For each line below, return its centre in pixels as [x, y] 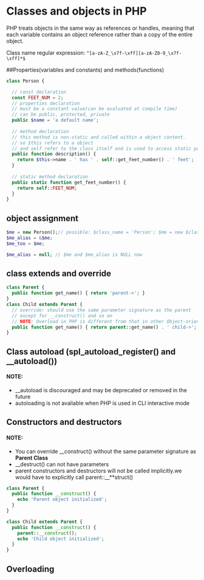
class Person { [25, 81]
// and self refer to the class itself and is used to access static [101, 148]
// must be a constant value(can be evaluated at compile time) [95, 109]
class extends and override [59, 274]
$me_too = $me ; [25, 243]
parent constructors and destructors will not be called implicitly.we [98, 471]
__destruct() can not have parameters [62, 464]
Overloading [30, 569]
